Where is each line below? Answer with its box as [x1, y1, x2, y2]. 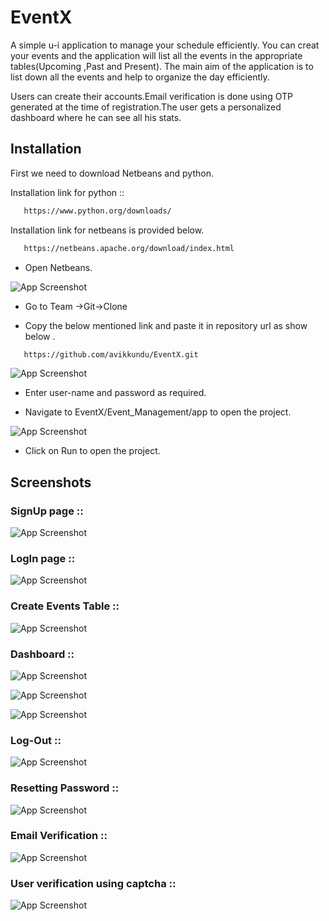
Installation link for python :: [10, 186, 125, 198]
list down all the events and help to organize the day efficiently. [10, 71, 270, 83]
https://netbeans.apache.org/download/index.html [23, 243, 235, 253]
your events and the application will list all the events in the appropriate [10, 49, 303, 61]
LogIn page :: [10, 551, 76, 565]
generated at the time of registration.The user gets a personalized [10, 101, 282, 113]
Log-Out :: [10, 733, 62, 747]
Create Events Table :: [10, 599, 120, 613]
